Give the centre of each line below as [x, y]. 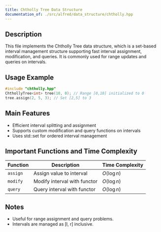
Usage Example [30, 77]
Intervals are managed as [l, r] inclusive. [53, 224]
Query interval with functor [65, 190]
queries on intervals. [26, 62]
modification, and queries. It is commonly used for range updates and [76, 57]
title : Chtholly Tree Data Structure [44, 10]
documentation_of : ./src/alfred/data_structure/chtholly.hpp [69, 14]
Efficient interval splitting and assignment [54, 125]
